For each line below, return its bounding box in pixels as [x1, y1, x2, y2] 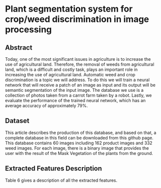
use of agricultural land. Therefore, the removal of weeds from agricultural [5, 62, 155, 67]
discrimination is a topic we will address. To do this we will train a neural [5, 77, 150, 83]
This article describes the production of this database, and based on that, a [5, 130, 157, 136]
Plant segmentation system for [5, 3, 133, 15]
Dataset [5, 117, 30, 125]
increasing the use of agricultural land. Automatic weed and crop [5, 72, 136, 77]
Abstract [5, 43, 33, 51]
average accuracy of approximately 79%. [5, 103, 88, 108]
